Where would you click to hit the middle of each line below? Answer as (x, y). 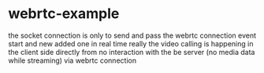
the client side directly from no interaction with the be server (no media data (132, 52)
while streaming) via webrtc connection (72, 60)
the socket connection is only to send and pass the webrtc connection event (132, 35)
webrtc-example (64, 14)
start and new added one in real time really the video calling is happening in (131, 43)
